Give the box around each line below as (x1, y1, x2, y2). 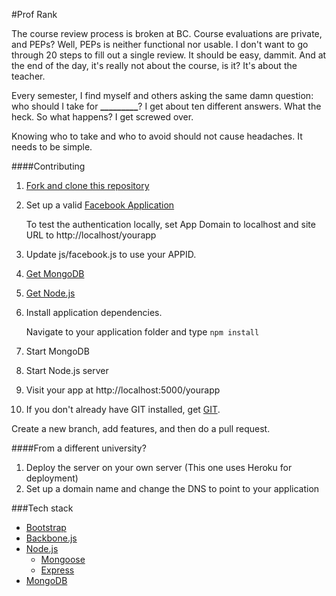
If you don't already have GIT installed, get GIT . (25, 404, 221, 415)
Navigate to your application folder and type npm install (25, 326, 260, 338)
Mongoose (40, 554, 86, 565)
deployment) (25, 472, 79, 484)
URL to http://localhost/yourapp (25, 229, 157, 241)
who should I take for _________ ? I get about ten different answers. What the (11, 100, 322, 112)
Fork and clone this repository (25, 180, 150, 191)
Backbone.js (25, 532, 78, 544)
